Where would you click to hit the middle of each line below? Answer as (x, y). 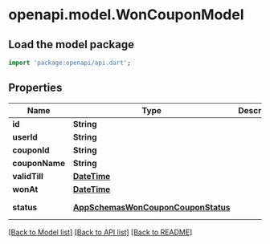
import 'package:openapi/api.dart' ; (70, 63)
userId (25, 136)
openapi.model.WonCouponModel (126, 15)
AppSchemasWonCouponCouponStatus (151, 207)
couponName (39, 163)
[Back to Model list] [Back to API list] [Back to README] (100, 232)
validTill (28, 176)
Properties (35, 88)
